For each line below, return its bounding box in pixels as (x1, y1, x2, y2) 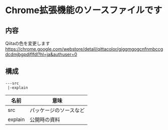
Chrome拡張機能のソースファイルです (5, 5, 162, 16)
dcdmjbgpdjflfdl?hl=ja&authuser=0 (5, 51, 77, 57)
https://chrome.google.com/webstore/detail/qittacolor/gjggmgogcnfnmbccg (5, 46, 163, 52)
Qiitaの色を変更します (5, 41, 50, 46)
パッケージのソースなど (29, 106, 85, 113)
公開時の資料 (29, 116, 60, 123)
